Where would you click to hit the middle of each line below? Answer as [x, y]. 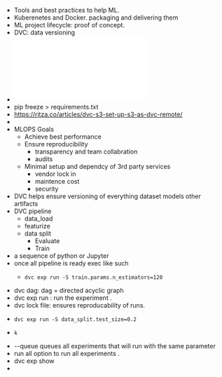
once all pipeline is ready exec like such [71, 263]
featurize [37, 226]
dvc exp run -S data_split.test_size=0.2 [75, 320]
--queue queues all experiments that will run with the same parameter [115, 346]
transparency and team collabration [86, 151]
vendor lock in [55, 174]
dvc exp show [34, 361]
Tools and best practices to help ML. [67, 10]
